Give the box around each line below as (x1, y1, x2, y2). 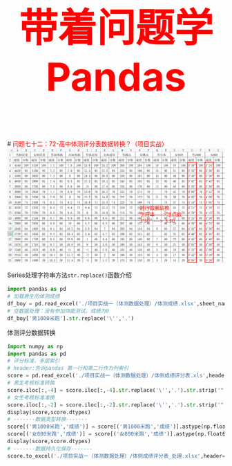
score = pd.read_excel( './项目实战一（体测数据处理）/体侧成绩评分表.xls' (7, 373, 206, 379)
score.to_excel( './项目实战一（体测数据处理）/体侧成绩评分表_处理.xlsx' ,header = (7, 452, 226, 459)
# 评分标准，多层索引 (7, 357, 60, 365)
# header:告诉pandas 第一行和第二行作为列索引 (7, 365, 129, 372)
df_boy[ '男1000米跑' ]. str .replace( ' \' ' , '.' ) (7, 314, 135, 322)
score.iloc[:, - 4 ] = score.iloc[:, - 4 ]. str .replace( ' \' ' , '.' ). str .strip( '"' (7, 386, 227, 393)
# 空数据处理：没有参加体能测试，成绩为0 (7, 307, 109, 314)
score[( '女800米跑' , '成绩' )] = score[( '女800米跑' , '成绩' (7, 431, 167, 438)
